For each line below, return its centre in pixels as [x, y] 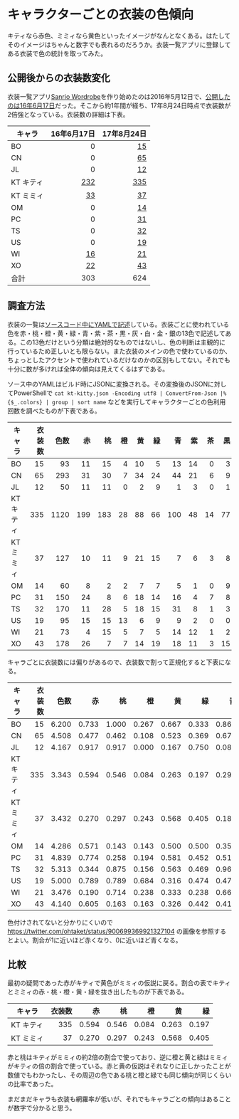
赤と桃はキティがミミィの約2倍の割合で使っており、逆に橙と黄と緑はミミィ [118, 1057]
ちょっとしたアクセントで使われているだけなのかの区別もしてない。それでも [119, 359]
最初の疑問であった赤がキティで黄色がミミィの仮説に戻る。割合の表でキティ [119, 983]
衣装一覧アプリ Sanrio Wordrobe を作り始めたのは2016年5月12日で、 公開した [119, 96]
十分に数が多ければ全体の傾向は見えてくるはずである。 [88, 369]
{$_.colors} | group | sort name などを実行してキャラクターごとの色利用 [117, 401]
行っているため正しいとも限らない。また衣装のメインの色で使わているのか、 [119, 351]
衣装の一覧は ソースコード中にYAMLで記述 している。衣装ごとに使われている [118, 324]
